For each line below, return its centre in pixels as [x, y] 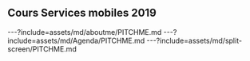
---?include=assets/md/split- [194, 40]
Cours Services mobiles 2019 [82, 13]
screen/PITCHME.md [42, 49]
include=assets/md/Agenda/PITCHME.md [76, 40]
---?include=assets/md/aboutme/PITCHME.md [85, 32]
